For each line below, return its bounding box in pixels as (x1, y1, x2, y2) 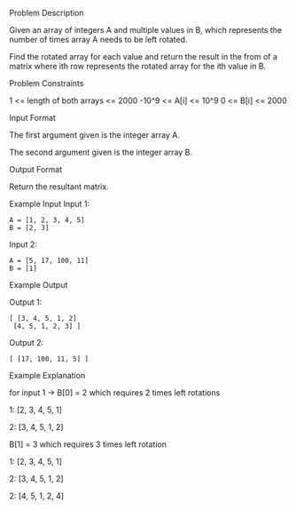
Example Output (9, 280, 68, 290)
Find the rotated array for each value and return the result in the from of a (9, 52, 277, 61)
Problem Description (9, 8, 84, 18)
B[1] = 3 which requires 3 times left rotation (9, 439, 167, 450)
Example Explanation (9, 371, 86, 380)
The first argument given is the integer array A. (9, 130, 180, 140)
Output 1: (9, 297, 43, 307)
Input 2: (9, 239, 37, 250)
